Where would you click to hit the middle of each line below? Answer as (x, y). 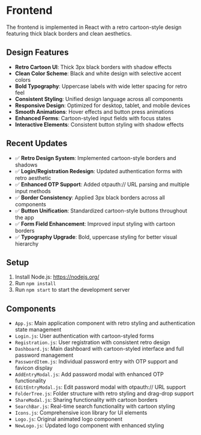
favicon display (34, 368)
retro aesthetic (33, 177)
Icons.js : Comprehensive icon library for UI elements (81, 413)
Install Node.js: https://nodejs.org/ (57, 277)
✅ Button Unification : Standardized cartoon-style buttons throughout (101, 211)
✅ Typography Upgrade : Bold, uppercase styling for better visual (96, 237)
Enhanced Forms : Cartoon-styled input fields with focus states (93, 118)
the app (24, 217)
